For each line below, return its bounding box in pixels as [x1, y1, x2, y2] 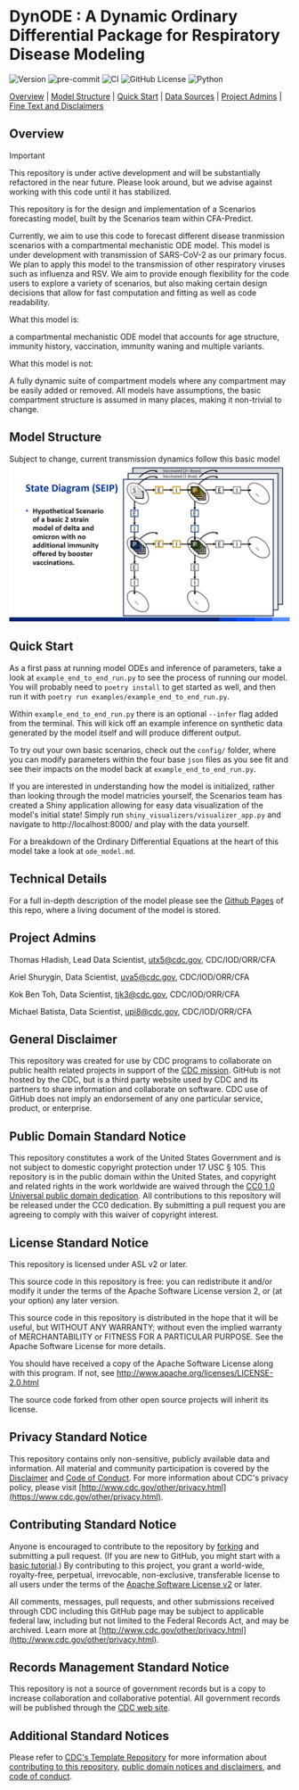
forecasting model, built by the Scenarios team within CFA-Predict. [9, 212, 254, 224]
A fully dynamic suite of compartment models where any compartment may [9, 375, 287, 385]
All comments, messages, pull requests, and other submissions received [9, 1595, 275, 1607]
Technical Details [9, 872, 108, 887]
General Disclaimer [9, 1032, 117, 1047]
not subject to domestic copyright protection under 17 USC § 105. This [9, 1162, 266, 1173]
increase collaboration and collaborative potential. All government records [9, 1693, 280, 1703]
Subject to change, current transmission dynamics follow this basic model [9, 453, 280, 464]
